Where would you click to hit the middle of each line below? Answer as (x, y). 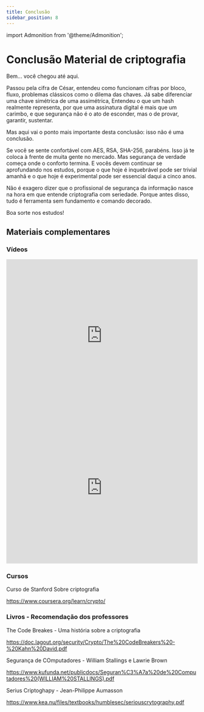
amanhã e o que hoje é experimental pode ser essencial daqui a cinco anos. (101, 176)
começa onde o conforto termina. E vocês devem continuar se (84, 163)
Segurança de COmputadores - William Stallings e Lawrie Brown (87, 660)
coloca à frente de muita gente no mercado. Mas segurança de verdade (96, 157)
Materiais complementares (58, 232)
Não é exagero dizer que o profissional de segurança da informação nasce (100, 188)
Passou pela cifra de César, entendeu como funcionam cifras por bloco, (96, 88)
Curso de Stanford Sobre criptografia (53, 589)
